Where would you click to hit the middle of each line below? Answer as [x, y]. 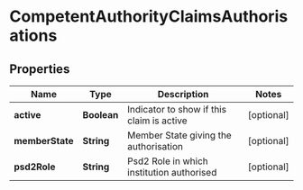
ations [33, 36]
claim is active [157, 121]
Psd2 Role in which [168, 161]
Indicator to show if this [177, 109]
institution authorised [172, 172]
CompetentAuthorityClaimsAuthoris [149, 17]
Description [183, 94]
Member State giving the [179, 135]
